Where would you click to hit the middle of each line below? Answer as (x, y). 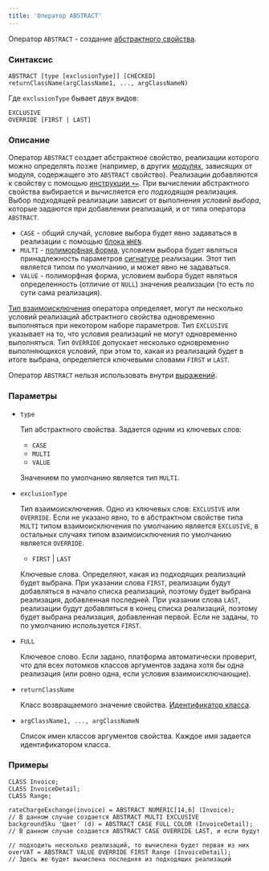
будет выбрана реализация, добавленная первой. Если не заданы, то (139, 617)
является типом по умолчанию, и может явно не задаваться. (125, 267)
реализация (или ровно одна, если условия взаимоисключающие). (135, 673)
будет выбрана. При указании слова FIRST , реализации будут (125, 582)
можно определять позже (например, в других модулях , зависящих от (130, 166)
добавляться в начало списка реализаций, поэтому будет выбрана (135, 591)
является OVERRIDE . (52, 543)
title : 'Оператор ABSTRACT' (55, 16)
